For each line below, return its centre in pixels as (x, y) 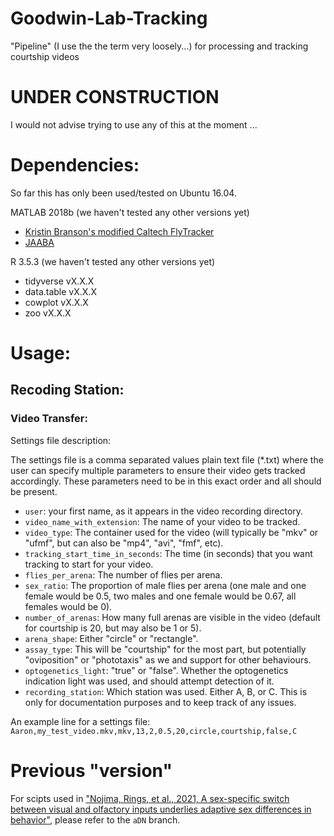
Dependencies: (75, 165)
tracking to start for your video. (89, 564)
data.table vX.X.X (60, 291)
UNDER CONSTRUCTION (115, 97)
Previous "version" (91, 770)
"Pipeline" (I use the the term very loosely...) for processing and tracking (159, 46)
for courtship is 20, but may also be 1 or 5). (113, 628)
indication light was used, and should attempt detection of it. (149, 681)
